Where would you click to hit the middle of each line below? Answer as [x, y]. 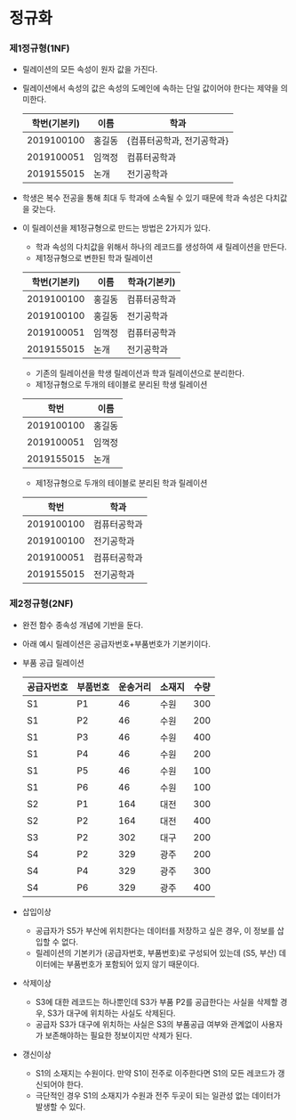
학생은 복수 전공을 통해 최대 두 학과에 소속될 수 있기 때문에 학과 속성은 [143, 198]
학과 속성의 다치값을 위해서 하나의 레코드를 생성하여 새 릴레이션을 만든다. [161, 247]
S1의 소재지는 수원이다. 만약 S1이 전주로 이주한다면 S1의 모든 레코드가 [155, 1073]
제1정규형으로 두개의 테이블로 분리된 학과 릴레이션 [121, 483]
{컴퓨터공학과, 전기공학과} [178, 141]
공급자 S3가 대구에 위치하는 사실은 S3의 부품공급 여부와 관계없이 [147, 1024]
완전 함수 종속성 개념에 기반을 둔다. [83, 625]
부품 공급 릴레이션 [53, 662]
